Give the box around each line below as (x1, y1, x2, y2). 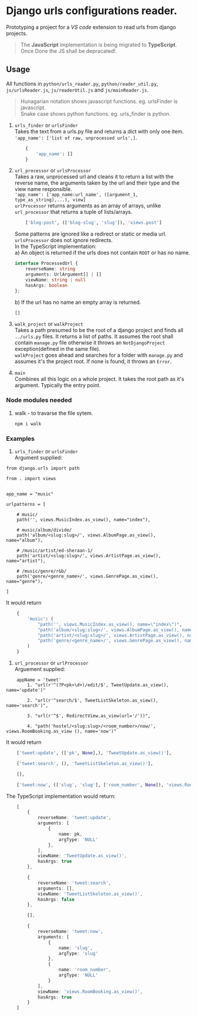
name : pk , (58, 831, 83, 837)
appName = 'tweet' (16, 677, 62, 683)
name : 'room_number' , (58, 967, 111, 973)
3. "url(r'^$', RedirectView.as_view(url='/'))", (27, 713, 151, 719)
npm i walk (14, 421, 42, 427)
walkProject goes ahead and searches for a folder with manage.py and (14, 351, 184, 358)
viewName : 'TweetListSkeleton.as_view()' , (37, 891, 143, 897)
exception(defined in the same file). (14, 345, 101, 352)
